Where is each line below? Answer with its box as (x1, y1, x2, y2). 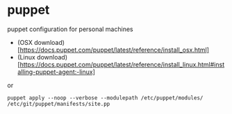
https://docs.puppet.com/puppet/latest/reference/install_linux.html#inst (19, 60, 224, 68)
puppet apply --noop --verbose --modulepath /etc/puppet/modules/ (7, 94, 204, 102)
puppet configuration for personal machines (7, 25, 133, 33)
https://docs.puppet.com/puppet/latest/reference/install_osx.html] (19, 46, 210, 54)
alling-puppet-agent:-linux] (17, 68, 96, 76)
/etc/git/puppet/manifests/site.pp (7, 100, 110, 107)
